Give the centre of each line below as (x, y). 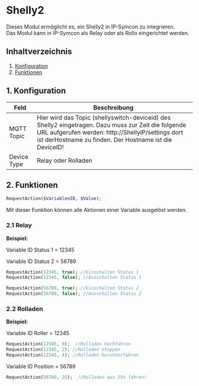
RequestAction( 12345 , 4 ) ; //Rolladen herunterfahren (73, 355)
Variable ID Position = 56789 (41, 366)
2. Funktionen (32, 185)
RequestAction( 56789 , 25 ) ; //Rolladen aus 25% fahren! (76, 377)
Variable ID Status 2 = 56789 (41, 261)
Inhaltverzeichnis (39, 52)
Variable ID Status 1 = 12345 (41, 250)
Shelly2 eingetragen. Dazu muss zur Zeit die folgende (111, 125)
